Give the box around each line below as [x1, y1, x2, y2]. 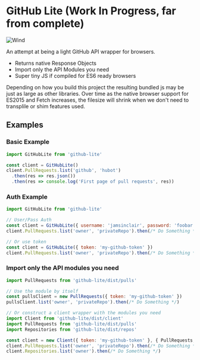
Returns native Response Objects [14, 60, 97, 67]
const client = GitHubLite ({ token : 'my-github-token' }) [6, 244, 153, 251]
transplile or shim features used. [6, 102, 85, 109]
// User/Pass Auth [6, 217, 52, 223]
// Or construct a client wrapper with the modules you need [6, 310, 161, 316]
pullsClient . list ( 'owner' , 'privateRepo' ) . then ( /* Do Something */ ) [6, 299, 180, 305]
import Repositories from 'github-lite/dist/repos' [6, 326, 137, 333]
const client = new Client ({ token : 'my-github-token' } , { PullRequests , [6, 337, 196, 343]
